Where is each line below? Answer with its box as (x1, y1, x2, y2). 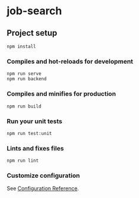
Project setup (7, 28, 58, 38)
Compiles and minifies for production (7, 90, 116, 98)
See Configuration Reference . (7, 185, 79, 192)
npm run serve (7, 71, 42, 77)
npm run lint (7, 158, 39, 164)
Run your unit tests (7, 117, 63, 125)
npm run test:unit (7, 130, 52, 136)
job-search (7, 4, 63, 18)
